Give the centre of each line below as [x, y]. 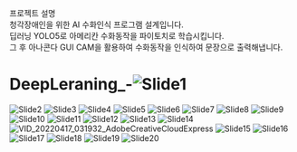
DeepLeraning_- [71, 85]
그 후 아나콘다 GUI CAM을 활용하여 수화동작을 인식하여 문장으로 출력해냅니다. [146, 47]
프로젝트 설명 [33, 13]
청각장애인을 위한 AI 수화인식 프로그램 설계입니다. [96, 24]
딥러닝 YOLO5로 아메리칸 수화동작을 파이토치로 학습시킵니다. [117, 36]
